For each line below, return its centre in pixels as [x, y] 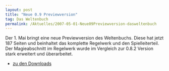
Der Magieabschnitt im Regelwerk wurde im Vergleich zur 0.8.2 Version [79, 48]
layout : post [19, 10]
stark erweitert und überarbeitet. [39, 54]
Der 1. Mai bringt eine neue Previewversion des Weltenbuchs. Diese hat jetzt [84, 38]
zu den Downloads [32, 63]
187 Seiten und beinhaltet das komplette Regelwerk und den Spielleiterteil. [82, 43]
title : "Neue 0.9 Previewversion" [42, 14]
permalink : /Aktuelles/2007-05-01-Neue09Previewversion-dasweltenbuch [81, 24]
